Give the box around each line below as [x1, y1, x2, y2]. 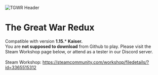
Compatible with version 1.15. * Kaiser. [5, 38, 83, 44]
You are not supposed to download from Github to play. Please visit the [5, 43, 152, 49]
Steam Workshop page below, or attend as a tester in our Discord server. [5, 48, 153, 54]
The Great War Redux [5, 22, 95, 33]
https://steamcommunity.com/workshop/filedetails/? [42, 59, 149, 65]
